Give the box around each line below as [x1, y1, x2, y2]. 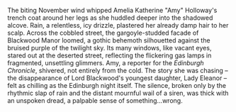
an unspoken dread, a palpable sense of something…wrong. [7, 96, 183, 105]
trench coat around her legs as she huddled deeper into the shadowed [7, 13, 213, 22]
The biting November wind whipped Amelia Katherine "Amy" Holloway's [7, 6, 218, 14]
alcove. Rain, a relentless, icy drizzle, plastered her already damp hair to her [7, 21, 229, 29]
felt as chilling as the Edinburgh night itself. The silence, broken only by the [7, 82, 227, 89]
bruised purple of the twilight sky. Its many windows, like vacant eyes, [7, 44, 212, 52]
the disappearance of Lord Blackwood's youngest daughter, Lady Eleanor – [7, 74, 227, 82]
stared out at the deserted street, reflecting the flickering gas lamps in [7, 51, 212, 60]
